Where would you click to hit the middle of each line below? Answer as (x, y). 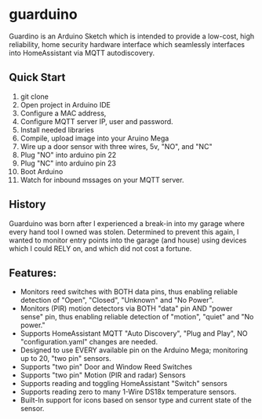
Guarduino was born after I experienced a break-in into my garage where (127, 223)
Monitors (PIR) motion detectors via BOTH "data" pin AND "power (126, 308)
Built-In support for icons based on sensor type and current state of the (136, 400)
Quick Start (37, 77)
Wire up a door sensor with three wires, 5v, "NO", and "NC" (116, 146)
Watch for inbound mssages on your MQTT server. (102, 180)
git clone (35, 97)
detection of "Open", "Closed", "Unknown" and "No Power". (117, 301)
